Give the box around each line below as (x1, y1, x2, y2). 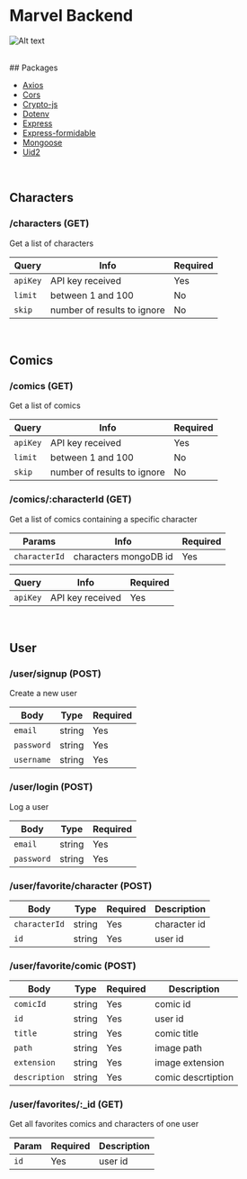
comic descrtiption (154, 1071, 234, 1084)
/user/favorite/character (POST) (9, 879, 153, 892)
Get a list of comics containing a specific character (9, 513, 198, 524)
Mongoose (22, 137, 63, 148)
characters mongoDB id (73, 550, 173, 563)
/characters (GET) (9, 217, 90, 230)
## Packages (9, 62, 58, 73)
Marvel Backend (9, 5, 133, 26)
